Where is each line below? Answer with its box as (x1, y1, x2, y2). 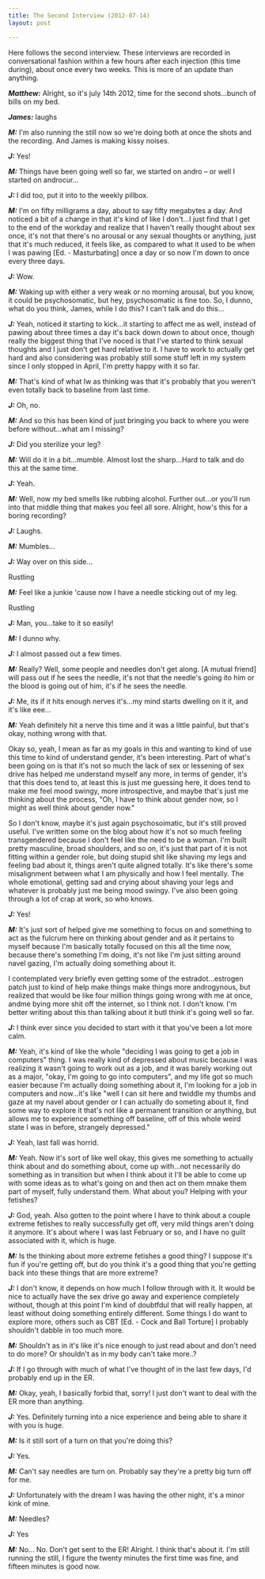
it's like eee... (8, 704, 51, 714)
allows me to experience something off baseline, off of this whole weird (8, 1114, 241, 1123)
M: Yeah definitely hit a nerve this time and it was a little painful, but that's (8, 720, 249, 730)
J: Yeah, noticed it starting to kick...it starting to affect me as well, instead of (8, 318, 256, 329)
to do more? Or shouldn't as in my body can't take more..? (8, 1348, 197, 1359)
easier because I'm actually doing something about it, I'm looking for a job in (8, 1080, 257, 1089)
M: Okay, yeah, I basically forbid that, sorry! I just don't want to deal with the (8, 1388, 257, 1398)
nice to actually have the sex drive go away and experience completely (8, 1291, 240, 1301)
